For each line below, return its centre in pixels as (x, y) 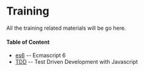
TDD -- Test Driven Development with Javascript (77, 62)
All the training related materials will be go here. (66, 28)
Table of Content (28, 42)
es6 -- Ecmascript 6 (40, 55)
